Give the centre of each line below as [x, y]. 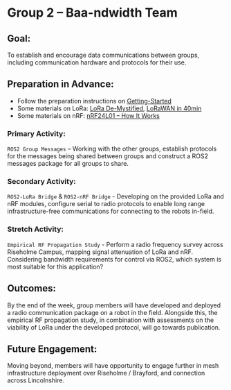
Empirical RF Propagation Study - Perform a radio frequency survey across [115, 244]
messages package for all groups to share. [68, 164]
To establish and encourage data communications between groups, [103, 55]
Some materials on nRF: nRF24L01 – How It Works [89, 115]
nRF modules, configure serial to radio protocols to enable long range [106, 204]
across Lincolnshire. [36, 380]
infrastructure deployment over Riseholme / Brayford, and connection [106, 373]
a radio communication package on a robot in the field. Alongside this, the [112, 312]
